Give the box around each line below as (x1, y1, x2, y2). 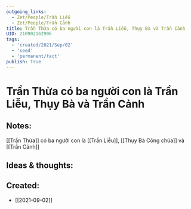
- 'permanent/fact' (11, 53, 60, 59)
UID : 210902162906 (6, 31, 52, 37)
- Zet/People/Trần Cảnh (11, 20, 70, 26)
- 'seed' (11, 48, 33, 54)
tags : (6, 36, 20, 42)
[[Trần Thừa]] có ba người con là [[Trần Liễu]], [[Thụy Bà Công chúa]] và (6, 137, 185, 144)
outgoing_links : (6, 8, 47, 15)
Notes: (6, 121, 32, 131)
